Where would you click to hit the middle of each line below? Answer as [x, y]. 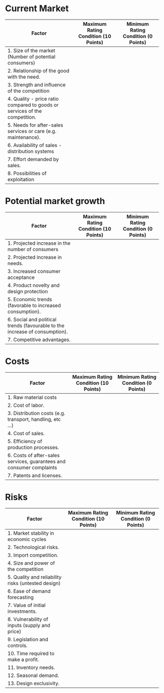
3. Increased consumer [34, 271]
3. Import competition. [33, 555]
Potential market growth [55, 201]
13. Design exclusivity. [33, 683]
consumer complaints [32, 467]
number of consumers [33, 249]
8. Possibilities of [27, 173]
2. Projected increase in [35, 257]
